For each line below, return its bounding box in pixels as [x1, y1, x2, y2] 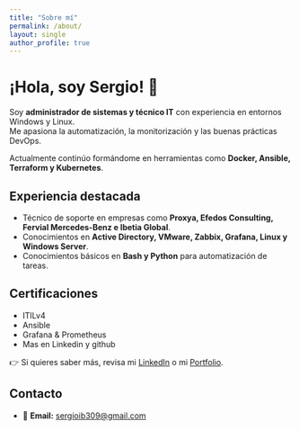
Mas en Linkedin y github [22, 338, 116, 349]
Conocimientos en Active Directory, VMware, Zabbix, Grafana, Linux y [22, 231, 288, 242]
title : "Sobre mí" [9, 13, 78, 22]
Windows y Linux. [9, 116, 75, 127]
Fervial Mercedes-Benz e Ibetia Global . [22, 222, 171, 232]
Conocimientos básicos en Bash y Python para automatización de [22, 251, 268, 261]
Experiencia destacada [9, 188, 141, 203]
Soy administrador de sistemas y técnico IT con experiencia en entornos [9, 107, 282, 118]
